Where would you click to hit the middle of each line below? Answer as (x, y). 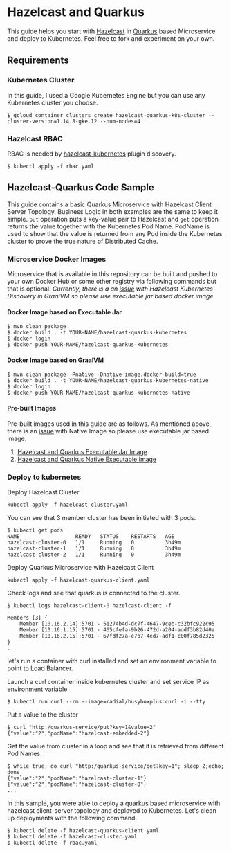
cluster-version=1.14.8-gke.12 (52, 121)
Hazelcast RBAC (35, 138)
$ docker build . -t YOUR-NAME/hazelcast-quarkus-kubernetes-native (108, 381)
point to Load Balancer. (40, 668)
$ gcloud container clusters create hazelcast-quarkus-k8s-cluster (107, 115)
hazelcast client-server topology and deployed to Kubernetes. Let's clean (112, 810)
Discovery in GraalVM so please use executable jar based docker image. (111, 296)
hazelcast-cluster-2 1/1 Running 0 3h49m (94, 555)
